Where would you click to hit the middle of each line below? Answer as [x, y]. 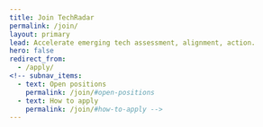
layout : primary [40, 34]
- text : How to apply [58, 101]
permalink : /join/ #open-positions [90, 92]
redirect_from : [38, 59]
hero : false [32, 51]
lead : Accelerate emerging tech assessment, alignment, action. [132, 42]
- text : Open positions [62, 84]
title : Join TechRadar [52, 17]
